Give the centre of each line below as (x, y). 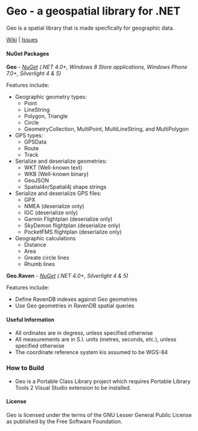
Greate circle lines (46, 258)
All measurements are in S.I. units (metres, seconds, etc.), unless (96, 340)
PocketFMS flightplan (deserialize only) (73, 232)
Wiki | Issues (22, 39)
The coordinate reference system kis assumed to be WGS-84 (91, 352)
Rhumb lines (40, 264)
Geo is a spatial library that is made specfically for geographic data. (90, 28)
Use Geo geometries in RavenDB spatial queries (75, 306)
